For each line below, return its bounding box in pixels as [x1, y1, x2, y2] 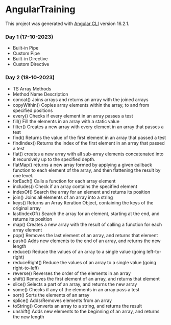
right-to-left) [12, 265, 39, 271]
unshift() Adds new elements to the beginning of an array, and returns [12, 308, 160, 314]
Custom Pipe [12, 50, 40, 57]
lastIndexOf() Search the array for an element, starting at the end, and [12, 211, 160, 217]
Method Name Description [12, 91, 68, 97]
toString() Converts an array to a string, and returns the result [12, 303, 142, 309]
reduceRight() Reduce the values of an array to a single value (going [12, 259, 157, 265]
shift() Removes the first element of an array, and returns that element [12, 275, 160, 282]
